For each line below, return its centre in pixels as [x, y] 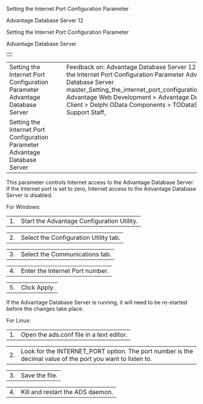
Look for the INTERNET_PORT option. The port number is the [107, 351]
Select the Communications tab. [66, 254]
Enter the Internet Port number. [65, 271]
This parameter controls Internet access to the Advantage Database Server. [100, 182]
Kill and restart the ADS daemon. [67, 392]
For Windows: [24, 207]
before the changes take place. [45, 309]
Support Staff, [86, 112]
